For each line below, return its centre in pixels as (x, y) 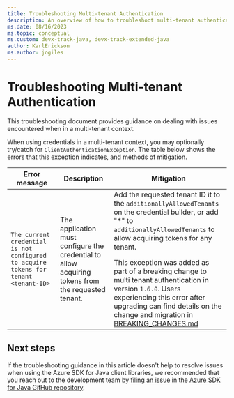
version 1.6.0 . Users (147, 289)
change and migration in (154, 314)
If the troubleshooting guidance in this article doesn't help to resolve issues (115, 365)
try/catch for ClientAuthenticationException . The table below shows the (111, 149)
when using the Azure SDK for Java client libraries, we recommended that (113, 372)
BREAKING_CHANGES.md (156, 323)
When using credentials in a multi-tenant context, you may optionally (106, 142)
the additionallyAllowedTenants (166, 203)
